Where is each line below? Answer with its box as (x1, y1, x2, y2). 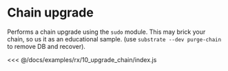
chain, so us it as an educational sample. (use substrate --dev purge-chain (7, 34, 222, 43)
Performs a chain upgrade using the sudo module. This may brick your (7, 28, 206, 36)
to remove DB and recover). (7, 42, 86, 50)
